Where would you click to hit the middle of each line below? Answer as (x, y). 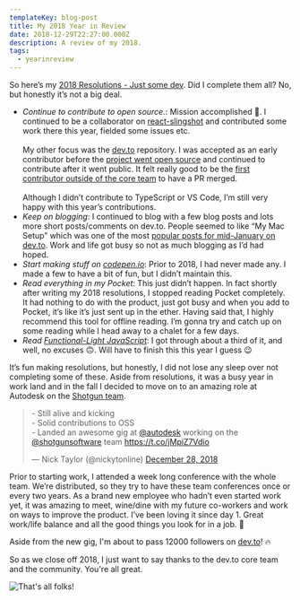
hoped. (35, 255)
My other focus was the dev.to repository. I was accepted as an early (150, 150)
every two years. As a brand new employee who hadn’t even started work (146, 496)
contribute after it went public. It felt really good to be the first (136, 169)
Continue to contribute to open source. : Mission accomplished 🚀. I (144, 112)
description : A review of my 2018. (76, 43)
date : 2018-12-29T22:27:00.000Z (69, 34)
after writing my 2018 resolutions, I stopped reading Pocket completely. (154, 293)
